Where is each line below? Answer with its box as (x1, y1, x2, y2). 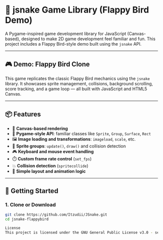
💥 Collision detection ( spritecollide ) (12, 162, 89, 169)
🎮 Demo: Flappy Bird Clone (5, 60, 90, 68)
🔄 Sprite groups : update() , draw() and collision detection (12, 143, 126, 149)
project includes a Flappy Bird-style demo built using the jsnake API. (5, 41, 142, 47)
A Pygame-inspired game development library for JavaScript (5, 31, 127, 36)
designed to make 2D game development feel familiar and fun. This (21, 36, 156, 42)
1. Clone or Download (5, 201, 56, 208)
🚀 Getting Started (5, 187, 59, 195)
